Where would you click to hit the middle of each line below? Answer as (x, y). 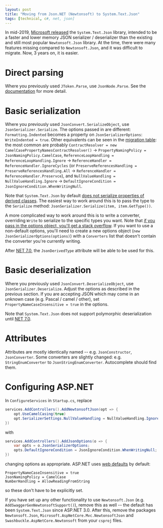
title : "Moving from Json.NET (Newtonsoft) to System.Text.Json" (72, 14)
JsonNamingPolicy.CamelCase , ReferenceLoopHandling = (59, 155)
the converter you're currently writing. (43, 241)
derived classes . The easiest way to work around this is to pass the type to (80, 201)
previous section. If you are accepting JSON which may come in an (72, 294)
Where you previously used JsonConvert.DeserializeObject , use (69, 284)
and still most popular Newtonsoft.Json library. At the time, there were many (81, 43)
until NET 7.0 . (18, 319)
